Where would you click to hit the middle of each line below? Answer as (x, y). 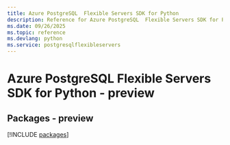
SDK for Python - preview (81, 93)
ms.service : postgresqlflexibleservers (64, 45)
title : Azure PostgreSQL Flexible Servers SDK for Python (93, 13)
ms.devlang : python (35, 39)
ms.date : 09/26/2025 (37, 26)
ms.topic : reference (37, 32)
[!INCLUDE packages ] (38, 134)
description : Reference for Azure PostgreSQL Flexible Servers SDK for (113, 20)
